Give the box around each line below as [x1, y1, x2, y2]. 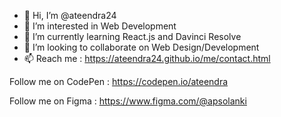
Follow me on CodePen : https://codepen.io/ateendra [9, 76, 229, 87]
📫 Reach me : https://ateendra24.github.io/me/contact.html [23, 53, 271, 64]
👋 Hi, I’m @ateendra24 [23, 10, 117, 21]
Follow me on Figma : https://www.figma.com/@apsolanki [9, 95, 247, 107]
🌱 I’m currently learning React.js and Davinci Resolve [23, 31, 242, 42]
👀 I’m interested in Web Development [23, 20, 177, 32]
